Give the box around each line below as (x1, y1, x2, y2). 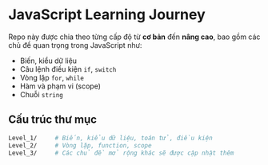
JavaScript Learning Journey (8, 6, 206, 24)
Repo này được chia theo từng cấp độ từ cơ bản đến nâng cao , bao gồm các (8, 32, 261, 41)
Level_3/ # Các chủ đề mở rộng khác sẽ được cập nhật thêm (8, 149, 234, 157)
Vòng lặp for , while (19, 73, 84, 82)
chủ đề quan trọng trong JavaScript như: (8, 40, 142, 49)
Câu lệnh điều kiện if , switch (19, 64, 117, 73)
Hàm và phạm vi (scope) (19, 81, 102, 91)
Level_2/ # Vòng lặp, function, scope (8, 141, 152, 149)
